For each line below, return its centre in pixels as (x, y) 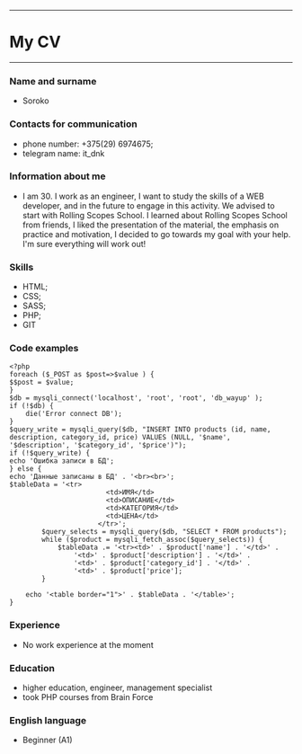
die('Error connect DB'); (74, 414)
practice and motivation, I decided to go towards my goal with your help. (156, 234)
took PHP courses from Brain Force (88, 697)
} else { (26, 469)
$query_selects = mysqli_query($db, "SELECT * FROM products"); (164, 532)
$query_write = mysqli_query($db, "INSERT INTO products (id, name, (140, 430)
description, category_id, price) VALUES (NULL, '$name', (120, 438)
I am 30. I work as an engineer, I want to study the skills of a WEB (143, 196)
